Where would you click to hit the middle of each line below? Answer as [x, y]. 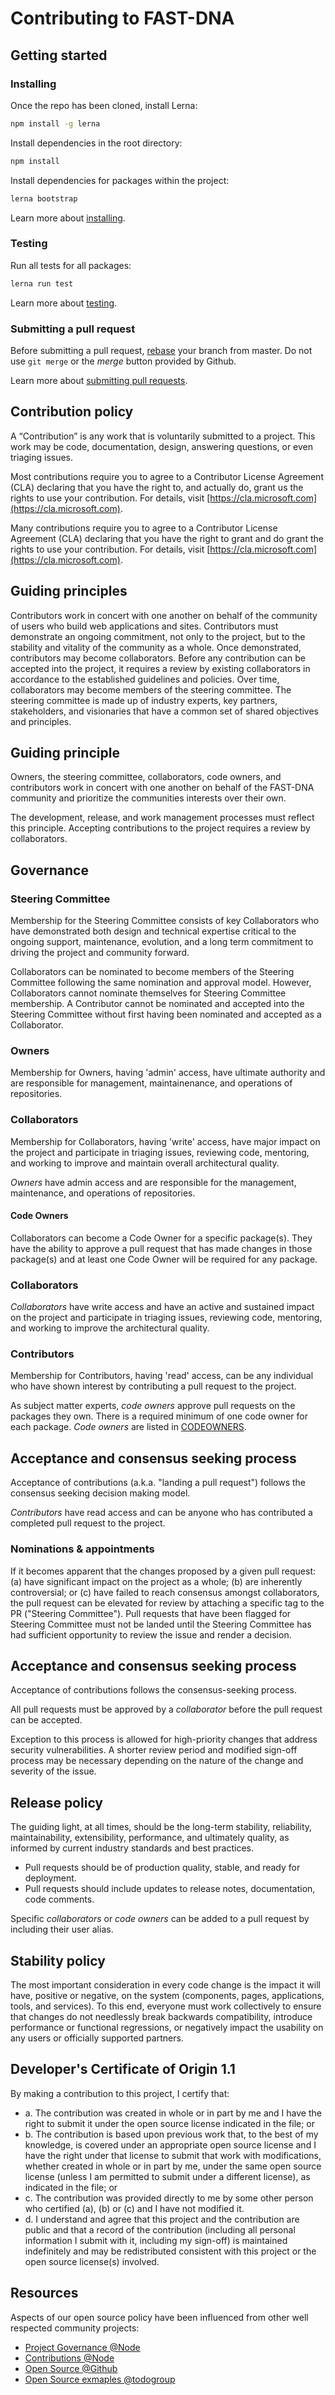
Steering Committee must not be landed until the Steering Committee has [161, 1624]
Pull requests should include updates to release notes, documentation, [170, 1889]
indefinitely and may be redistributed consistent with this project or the [170, 2251]
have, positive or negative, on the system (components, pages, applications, [167, 1996]
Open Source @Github [71, 2368]
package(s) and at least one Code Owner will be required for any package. [164, 1259]
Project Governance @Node [82, 2347]
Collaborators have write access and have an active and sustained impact [162, 1307]
